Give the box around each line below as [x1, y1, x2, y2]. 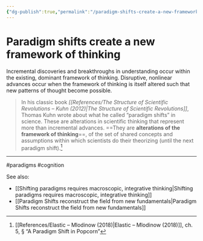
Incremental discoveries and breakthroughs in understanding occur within [6, 67, 190, 75]
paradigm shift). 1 [21, 143, 63, 151]
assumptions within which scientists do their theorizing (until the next [21, 137, 194, 144]
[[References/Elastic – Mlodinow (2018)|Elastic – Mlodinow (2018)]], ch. [14, 221, 193, 229]
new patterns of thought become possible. [6, 87, 112, 94]
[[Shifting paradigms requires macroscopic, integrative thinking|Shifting [14, 185, 193, 192]
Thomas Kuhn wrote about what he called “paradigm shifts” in [21, 111, 176, 118]
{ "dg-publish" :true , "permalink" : [6, 8, 91, 15]
